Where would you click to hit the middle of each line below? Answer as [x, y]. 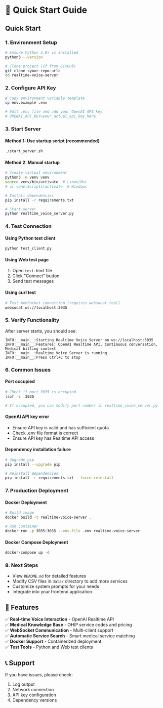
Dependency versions [35, 700]
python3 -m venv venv [27, 177]
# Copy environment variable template [45, 98]
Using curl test [20, 292]
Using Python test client [30, 238]
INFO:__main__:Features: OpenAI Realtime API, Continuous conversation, [81, 344]
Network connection [33, 689]
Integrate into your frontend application [52, 592]
